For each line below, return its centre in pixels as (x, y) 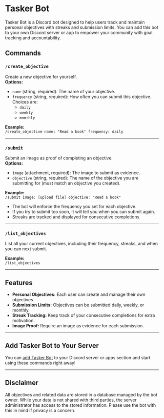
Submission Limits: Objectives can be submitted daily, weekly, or (78, 305)
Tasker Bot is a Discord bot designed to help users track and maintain (75, 22)
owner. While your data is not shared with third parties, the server (71, 400)
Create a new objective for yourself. (41, 77)
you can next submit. (26, 249)
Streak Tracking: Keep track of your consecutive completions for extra (83, 315)
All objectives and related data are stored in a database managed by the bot (81, 394)
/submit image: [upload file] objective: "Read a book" (63, 197)
